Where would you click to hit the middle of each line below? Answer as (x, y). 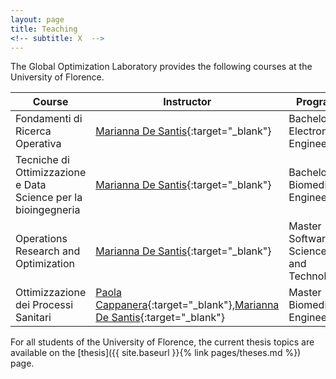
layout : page (37, 19)
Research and (48, 251)
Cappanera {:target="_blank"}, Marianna (187, 305)
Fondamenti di (49, 119)
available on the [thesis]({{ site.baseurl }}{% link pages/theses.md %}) (156, 353)
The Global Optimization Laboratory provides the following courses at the (161, 67)
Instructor (187, 102)
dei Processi (44, 305)
